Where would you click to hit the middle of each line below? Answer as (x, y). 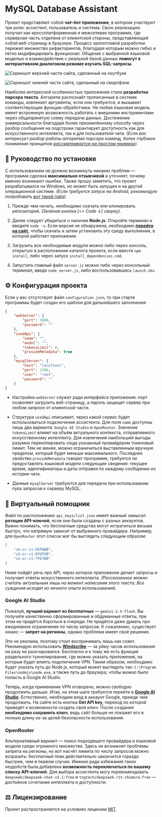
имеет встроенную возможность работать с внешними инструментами (79, 112)
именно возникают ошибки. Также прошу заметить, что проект (71, 181)
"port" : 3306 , (37, 370)
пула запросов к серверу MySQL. (46, 488)
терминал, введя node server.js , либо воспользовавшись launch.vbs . (84, 270)
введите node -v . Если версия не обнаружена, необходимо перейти (83, 226)
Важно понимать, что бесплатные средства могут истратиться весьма (79, 526)
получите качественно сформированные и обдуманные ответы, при (76, 616)
